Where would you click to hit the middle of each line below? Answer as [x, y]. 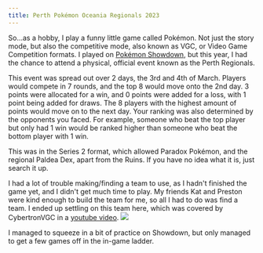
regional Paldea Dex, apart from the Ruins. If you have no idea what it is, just [131, 159]
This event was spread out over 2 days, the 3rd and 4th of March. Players [127, 78]
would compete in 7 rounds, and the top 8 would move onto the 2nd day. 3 [129, 86]
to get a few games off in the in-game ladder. [81, 240]
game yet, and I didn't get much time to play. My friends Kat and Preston [125, 191]
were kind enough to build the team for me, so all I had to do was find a [123, 200]
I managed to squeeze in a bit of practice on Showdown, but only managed [130, 233]
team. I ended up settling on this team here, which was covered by [116, 208]
